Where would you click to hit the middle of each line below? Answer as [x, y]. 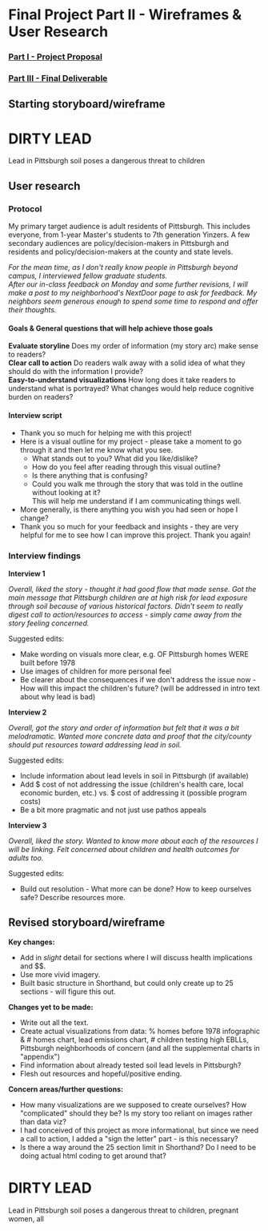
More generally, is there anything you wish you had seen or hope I [129, 509]
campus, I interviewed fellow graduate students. [88, 276]
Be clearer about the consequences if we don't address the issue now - [138, 679]
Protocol [25, 208]
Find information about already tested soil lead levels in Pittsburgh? [130, 1065]
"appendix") [40, 1056]
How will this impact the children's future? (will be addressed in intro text [140, 688]
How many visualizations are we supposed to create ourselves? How [133, 1104]
